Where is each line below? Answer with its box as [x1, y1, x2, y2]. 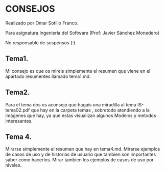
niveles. [5, 162, 22, 168]
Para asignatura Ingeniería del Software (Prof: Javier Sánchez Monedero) [5, 30, 160, 36]
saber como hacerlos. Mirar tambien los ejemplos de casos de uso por [5, 157, 154, 163]
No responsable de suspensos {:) [5, 39, 76, 46]
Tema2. [5, 88, 30, 97]
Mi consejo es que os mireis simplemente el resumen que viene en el [5, 68, 151, 74]
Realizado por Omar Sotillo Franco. [5, 20, 79, 26]
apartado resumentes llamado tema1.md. [5, 73, 91, 79]
